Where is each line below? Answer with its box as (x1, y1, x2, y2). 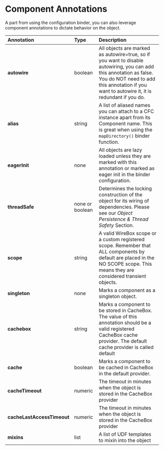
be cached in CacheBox (99, 364, 154, 371)
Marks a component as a (99, 287, 156, 294)
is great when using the (99, 126, 153, 133)
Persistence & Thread (99, 216, 149, 223)
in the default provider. (99, 370, 151, 377)
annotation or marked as (99, 165, 155, 172)
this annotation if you (99, 81, 147, 88)
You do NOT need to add (99, 75, 155, 82)
